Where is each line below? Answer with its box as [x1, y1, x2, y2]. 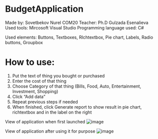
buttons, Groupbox [5, 39, 43, 45]
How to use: [5, 57, 55, 68]
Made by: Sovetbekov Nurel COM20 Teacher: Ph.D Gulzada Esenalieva [5, 20, 149, 25]
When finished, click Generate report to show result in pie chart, [12, 104, 142, 110]
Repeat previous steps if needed [12, 99, 79, 105]
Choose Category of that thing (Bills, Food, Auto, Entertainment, [12, 83, 141, 89]
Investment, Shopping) [12, 88, 58, 94]
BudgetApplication [5, 3, 84, 15]
